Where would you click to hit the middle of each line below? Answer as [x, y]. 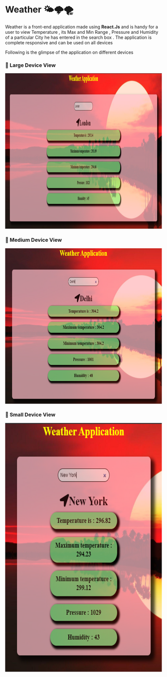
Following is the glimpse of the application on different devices [69, 52]
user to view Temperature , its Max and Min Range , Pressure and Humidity [82, 32]
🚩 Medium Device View [34, 240]
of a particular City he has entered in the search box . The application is [79, 37]
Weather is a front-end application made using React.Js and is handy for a [82, 27]
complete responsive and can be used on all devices [59, 42]
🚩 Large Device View [31, 65]
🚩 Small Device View [30, 415]
